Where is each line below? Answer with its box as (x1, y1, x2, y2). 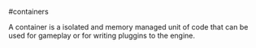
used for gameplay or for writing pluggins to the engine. (8, 31, 196, 40)
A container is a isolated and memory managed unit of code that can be (8, 22, 249, 31)
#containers (8, 7, 49, 16)
